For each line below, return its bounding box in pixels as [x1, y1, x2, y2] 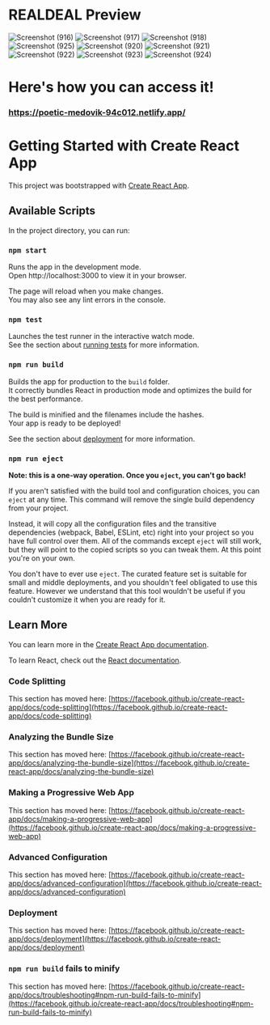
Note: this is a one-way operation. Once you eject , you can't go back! [8, 470, 247, 480]
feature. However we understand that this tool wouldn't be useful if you [8, 586, 246, 595]
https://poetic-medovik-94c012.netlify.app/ [8, 107, 186, 118]
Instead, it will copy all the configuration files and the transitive [8, 519, 217, 528]
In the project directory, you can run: [8, 225, 130, 235]
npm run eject [8, 454, 64, 463]
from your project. [8, 503, 69, 513]
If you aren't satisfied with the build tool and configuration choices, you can [8, 485, 260, 495]
